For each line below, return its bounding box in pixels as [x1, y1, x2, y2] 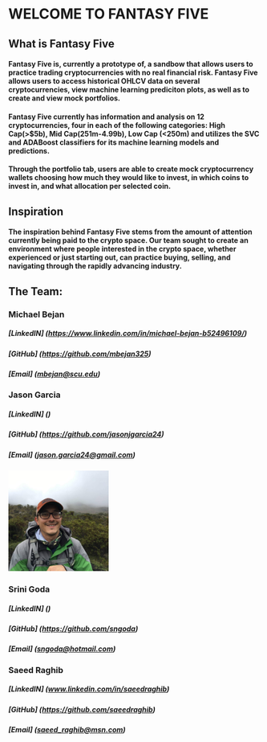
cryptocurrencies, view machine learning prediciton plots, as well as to [8, 85, 250, 95]
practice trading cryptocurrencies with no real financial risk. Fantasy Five [8, 68, 258, 77]
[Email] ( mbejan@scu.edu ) [8, 369, 101, 379]
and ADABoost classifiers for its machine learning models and [8, 137, 220, 147]
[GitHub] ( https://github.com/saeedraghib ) [8, 704, 156, 714]
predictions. [8, 146, 51, 155]
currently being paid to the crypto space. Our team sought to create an [8, 236, 249, 245]
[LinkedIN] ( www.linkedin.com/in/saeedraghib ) [8, 684, 170, 694]
